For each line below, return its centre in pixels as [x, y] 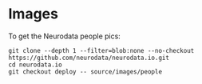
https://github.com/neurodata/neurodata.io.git [89, 58]
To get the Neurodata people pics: [65, 36]
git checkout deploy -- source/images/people [85, 72]
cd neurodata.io [35, 65]
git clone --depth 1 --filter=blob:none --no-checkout [101, 50]
